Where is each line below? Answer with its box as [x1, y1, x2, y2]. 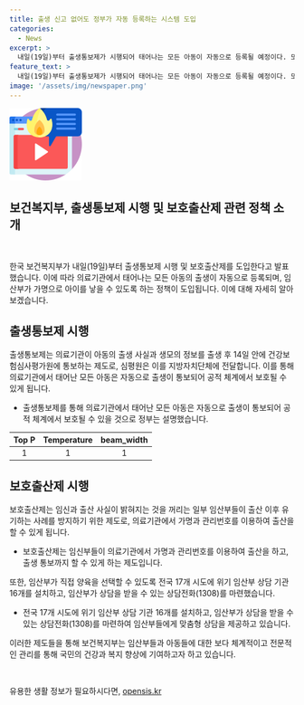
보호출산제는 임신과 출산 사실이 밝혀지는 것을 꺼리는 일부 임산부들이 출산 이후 [9, 504, 280, 515]
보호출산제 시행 [9, 479, 90, 494]
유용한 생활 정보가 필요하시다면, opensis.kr [9, 686, 162, 697]
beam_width [100, 434, 148, 445]
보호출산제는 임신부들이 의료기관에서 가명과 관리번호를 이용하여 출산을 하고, [22, 546, 290, 557]
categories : [9, 24, 54, 33]
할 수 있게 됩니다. [9, 527, 71, 538]
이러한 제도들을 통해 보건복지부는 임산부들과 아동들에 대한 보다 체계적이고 [9, 638, 269, 649]
